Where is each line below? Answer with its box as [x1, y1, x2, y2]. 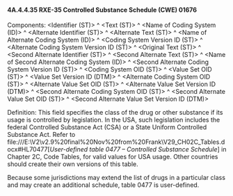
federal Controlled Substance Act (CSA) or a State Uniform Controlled [7, 123, 207, 131]
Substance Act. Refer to [7, 131, 76, 139]
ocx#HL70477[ [7, 145, 50, 154]
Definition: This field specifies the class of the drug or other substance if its [7, 108, 223, 117]
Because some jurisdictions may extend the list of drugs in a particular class [7, 174, 226, 182]
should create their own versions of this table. [7, 160, 138, 168]
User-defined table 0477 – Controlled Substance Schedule [49, 145, 218, 154]
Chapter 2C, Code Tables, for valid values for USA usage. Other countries [7, 153, 218, 161]
